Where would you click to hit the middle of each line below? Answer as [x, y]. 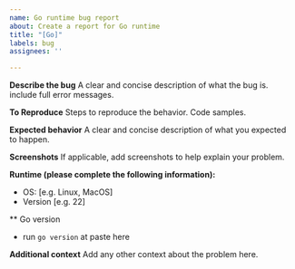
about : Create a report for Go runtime [85, 26]
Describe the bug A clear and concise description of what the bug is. [139, 85]
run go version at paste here [76, 237]
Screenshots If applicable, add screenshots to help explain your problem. [147, 157]
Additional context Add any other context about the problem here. [134, 255]
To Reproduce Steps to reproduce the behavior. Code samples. [128, 112]
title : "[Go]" [36, 34]
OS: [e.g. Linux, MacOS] [68, 192]
